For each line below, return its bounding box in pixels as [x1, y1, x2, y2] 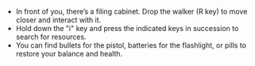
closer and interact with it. [15, 15, 102, 25]
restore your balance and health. [15, 49, 123, 58]
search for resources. [15, 32, 87, 41]
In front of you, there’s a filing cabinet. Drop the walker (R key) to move [15, 7, 248, 16]
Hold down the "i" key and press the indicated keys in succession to [15, 24, 239, 33]
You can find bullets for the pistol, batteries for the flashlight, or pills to [15, 41, 247, 50]
